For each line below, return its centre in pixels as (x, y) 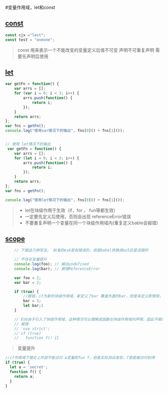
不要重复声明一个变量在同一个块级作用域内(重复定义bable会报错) (91, 223)
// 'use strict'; (32, 329)
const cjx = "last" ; (25, 35)
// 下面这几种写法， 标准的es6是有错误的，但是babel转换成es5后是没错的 (81, 250)
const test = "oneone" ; (30, 40)
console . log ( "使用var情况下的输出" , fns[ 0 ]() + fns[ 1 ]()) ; (65, 131)
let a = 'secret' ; (29, 367)
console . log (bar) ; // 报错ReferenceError (57, 269)
